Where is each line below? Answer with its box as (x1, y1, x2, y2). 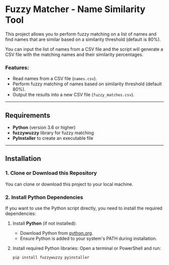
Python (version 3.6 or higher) (12, 125, 76, 131)
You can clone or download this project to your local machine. (5, 181, 134, 187)
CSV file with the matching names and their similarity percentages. (5, 51, 143, 58)
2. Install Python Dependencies (5, 193, 83, 200)
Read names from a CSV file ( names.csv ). (12, 76, 97, 82)
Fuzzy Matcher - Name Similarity (5, 4, 146, 15)
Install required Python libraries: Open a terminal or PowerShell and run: (12, 245, 161, 251)
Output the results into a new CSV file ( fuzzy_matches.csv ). (12, 92, 135, 98)
